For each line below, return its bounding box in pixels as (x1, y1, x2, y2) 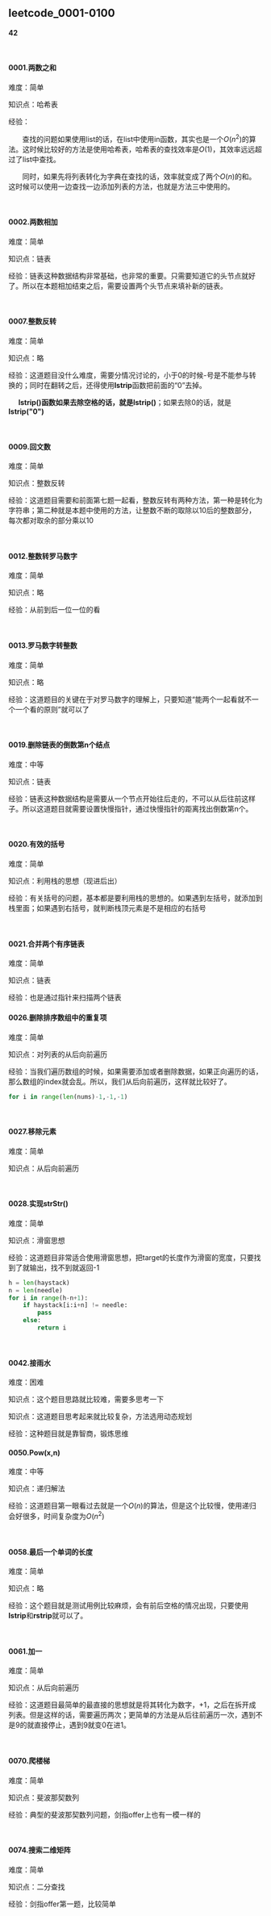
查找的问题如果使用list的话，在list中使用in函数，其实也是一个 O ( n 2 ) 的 (22, 133, 250, 144)
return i (37, 1324, 67, 1332)
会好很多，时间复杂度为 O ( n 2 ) (8, 1510, 105, 1521)
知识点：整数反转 (8, 478, 65, 488)
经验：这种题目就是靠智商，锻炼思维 (8, 1429, 129, 1438)
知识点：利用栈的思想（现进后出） (8, 876, 122, 886)
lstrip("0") (8, 407, 44, 416)
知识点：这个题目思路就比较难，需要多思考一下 (8, 1395, 164, 1405)
